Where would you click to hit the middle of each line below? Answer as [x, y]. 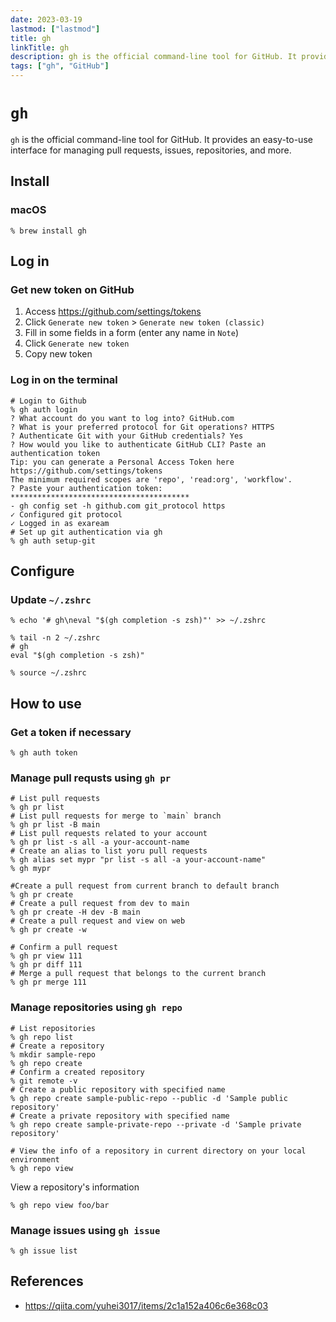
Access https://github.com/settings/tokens [113, 312]
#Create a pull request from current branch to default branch [145, 886]
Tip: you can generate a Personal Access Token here [122, 462]
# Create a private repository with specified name [120, 1116]
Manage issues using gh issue [85, 1230]
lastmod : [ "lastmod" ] [55, 29]
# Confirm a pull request [64, 947]
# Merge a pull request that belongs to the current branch [138, 974]
